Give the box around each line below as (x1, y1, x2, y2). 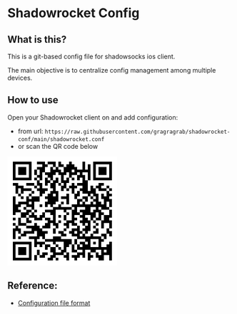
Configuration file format (17, 298, 91, 307)
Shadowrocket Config (7, 5, 140, 21)
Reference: (7, 280, 58, 292)
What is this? (7, 33, 67, 46)
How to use (7, 94, 59, 106)
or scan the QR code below (17, 142, 99, 150)
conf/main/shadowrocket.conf (17, 135, 105, 143)
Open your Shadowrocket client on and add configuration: (7, 112, 178, 122)
